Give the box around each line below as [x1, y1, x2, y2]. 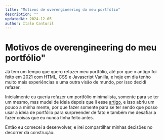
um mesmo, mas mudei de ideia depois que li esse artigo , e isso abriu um [5, 99, 155, 105]
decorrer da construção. [5, 130, 55, 136]
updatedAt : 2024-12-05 [5, 16, 52, 21]
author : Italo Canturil [5, 21, 54, 26]
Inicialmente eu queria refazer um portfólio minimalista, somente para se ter [5, 94, 159, 100]
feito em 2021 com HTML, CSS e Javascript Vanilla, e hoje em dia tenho [5, 74, 151, 80]
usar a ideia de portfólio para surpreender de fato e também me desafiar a [5, 110, 157, 115]
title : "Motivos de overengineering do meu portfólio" [5, 7, 121, 12]
